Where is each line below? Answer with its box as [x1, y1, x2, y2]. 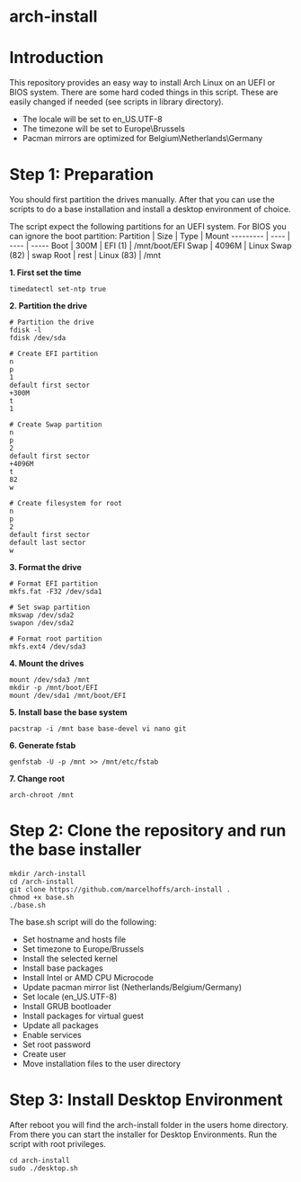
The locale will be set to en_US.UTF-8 [22, 114, 164, 125]
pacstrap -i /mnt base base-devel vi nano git [9, 724, 187, 734]
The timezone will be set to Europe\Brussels [22, 123, 186, 134]
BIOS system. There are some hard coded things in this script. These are [9, 87, 279, 98]
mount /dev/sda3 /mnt [9, 676, 91, 685]
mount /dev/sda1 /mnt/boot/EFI [9, 691, 127, 701]
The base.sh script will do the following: [9, 917, 157, 927]
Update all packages [22, 1020, 99, 1031]
